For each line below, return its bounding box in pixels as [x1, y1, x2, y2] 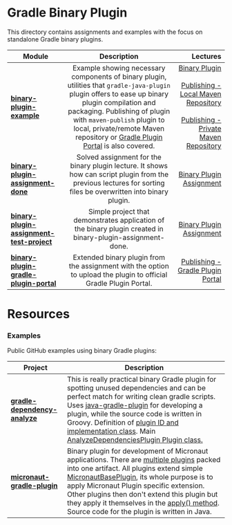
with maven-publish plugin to [72, 115, 165, 125]
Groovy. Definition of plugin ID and [66, 418, 180, 427]
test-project [10, 237, 52, 246]
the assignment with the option [68, 261, 169, 270]
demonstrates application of [73, 215, 165, 225]
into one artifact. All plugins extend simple [66, 463, 204, 473]
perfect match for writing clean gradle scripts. [66, 392, 216, 402]
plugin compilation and [81, 98, 157, 107]
